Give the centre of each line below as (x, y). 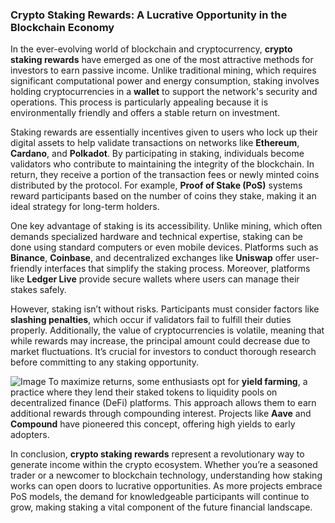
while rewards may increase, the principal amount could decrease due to (160, 341)
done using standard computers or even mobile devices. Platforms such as (164, 247)
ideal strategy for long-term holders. (85, 207)
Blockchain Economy (62, 27)
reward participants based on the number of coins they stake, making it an (163, 196)
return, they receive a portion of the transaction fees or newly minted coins (165, 175)
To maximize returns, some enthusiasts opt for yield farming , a (178, 382)
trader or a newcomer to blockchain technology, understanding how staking (166, 475)
